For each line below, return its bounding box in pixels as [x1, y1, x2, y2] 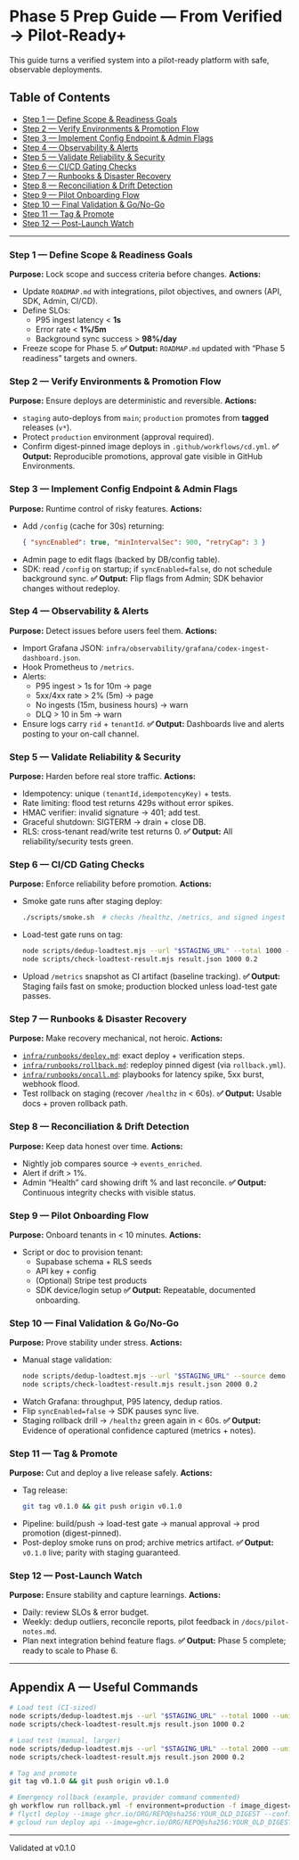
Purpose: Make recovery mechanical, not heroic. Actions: [9, 1033, 223, 1044]
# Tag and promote [9, 1768, 77, 1778]
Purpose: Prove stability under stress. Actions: [9, 1337, 182, 1348]
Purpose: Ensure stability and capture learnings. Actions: [9, 1590, 221, 1601]
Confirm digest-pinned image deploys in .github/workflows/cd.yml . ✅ [21, 441, 279, 452]
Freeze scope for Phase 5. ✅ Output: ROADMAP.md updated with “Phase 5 [21, 343, 286, 354]
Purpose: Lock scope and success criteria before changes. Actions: [9, 269, 262, 280]
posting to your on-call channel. [21, 728, 140, 739]
